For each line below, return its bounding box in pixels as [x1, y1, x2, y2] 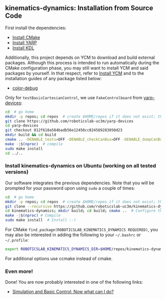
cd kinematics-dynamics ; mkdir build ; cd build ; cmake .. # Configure [5, 209, 156, 214]
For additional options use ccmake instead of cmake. [5, 256, 113, 261]
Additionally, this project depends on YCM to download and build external [5, 54, 155, 60]
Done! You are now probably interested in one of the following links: [5, 279, 143, 285]
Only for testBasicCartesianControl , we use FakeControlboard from [5, 94, 143, 100]
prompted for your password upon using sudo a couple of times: [5, 185, 135, 191]
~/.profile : [5, 237, 29, 243]
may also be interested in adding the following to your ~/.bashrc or [5, 232, 141, 238]
